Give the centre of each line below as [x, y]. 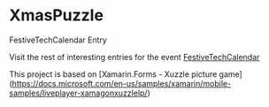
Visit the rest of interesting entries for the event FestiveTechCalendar [134, 57]
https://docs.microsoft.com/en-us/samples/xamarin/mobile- [122, 83]
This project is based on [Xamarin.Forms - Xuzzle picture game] [126, 74]
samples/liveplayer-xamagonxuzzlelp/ [78, 93]
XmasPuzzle [57, 15]
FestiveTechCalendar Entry [58, 40]
